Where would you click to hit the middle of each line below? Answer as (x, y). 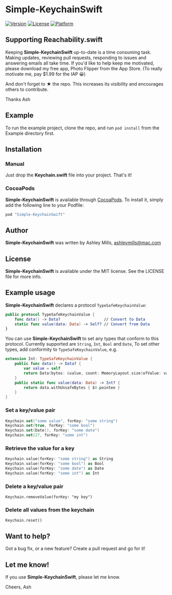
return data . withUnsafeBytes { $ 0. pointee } (72, 388)
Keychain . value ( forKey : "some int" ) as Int (52, 473)
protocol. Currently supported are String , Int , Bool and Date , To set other (83, 344)
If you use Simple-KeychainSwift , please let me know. (63, 577)
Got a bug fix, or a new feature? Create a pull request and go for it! (76, 549)
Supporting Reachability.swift (54, 40)
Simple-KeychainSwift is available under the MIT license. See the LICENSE (85, 271)
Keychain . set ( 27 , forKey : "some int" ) (47, 435)
